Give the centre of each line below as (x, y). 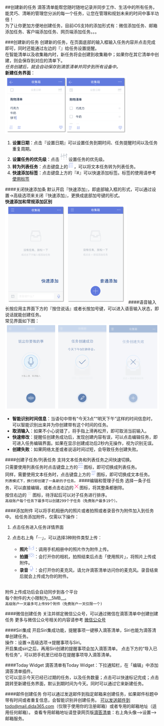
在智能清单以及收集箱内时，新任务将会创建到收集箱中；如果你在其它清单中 (80, 54)
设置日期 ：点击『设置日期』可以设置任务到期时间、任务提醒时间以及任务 (85, 143)
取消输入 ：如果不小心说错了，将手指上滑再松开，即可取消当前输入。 (81, 431)
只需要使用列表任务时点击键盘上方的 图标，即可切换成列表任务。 (72, 467)
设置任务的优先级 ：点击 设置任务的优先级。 (60, 159)
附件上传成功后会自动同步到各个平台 (41, 592)
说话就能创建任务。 (24, 314)
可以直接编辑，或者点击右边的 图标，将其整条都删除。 (70, 488)
